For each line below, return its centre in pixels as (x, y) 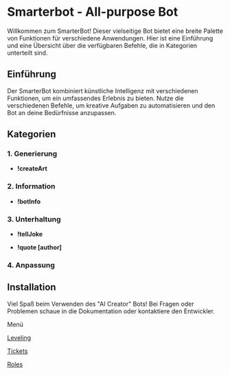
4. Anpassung (31, 265)
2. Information (31, 186)
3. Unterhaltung (34, 219)
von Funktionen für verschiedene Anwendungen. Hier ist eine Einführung (110, 38)
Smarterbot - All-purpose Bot (93, 12)
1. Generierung (32, 154)
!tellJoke (30, 234)
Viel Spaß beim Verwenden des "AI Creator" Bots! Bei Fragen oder (101, 304)
